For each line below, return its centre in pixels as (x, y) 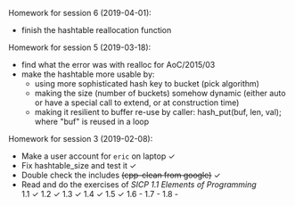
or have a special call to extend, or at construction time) (137, 103)
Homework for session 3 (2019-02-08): (81, 139)
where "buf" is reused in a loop (92, 121)
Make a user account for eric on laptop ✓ (98, 156)
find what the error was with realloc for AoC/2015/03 (118, 65)
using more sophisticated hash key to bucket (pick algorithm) (147, 83)
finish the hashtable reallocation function (96, 30)
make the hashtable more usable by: (88, 74)
